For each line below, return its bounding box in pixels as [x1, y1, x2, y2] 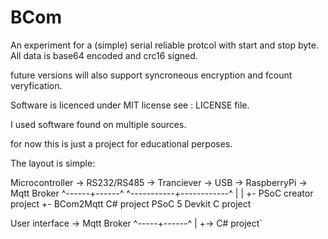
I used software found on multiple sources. [10, 118, 187, 130]
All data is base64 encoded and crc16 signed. [10, 49, 198, 61]
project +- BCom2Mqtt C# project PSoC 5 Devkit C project [10, 197, 252, 210]
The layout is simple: [10, 157, 96, 169]
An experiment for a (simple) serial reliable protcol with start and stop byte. [10, 39, 319, 51]
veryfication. [10, 79, 63, 91]
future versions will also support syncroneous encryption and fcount [10, 69, 293, 81]
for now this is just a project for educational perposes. [10, 137, 233, 150]
